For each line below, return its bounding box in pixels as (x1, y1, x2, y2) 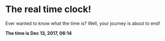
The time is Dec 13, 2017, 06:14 (5, 30, 72, 36)
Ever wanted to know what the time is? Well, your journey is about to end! (5, 20, 160, 26)
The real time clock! (5, 4, 91, 15)
